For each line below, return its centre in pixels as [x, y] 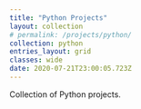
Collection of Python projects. [65, 94]
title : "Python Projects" [58, 18]
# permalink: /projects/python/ [70, 35]
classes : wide [36, 60]
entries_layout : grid [50, 52]
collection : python [46, 43]
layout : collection [46, 26]
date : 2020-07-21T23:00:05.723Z [70, 69]
